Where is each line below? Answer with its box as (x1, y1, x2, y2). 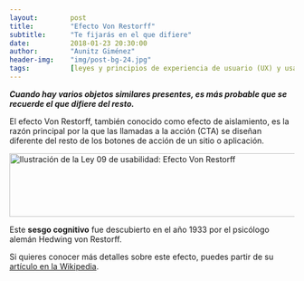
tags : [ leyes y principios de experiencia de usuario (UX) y (9, 64, 281, 73)
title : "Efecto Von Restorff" (9, 22, 156, 31)
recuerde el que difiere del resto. (9, 98, 135, 109)
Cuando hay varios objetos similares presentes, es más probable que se (9, 88, 288, 100)
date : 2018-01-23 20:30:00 (9, 38, 147, 48)
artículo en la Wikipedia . (9, 260, 100, 272)
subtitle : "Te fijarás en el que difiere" (9, 30, 193, 39)
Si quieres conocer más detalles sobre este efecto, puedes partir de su (9, 251, 274, 262)
